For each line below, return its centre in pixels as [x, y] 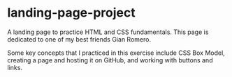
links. [15, 67]
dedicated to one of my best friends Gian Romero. [79, 39]
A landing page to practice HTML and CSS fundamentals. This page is [108, 32]
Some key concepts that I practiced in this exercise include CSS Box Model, [116, 53]
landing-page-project [71, 13]
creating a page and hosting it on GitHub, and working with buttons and [110, 60]
